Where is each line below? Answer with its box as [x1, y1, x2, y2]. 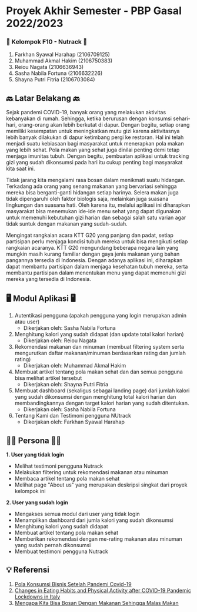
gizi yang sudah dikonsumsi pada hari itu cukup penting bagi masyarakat [6, 159, 183, 166]
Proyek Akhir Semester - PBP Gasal [6, 4, 182, 18]
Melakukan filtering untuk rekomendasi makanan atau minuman [14, 468, 169, 475]
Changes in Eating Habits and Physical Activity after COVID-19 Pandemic [14, 587, 191, 594]
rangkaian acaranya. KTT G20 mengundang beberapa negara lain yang [6, 244, 179, 252]
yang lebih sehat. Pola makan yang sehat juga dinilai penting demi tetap [6, 146, 180, 154]
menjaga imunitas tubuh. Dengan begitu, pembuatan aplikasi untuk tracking [6, 153, 189, 160]
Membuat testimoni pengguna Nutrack [14, 548, 109, 555]
